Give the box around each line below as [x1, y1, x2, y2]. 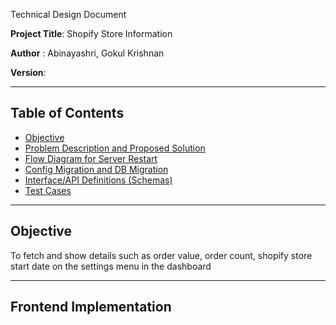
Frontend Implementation [10, 299, 172, 316]
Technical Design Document [10, 9, 127, 20]
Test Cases [24, 184, 72, 196]
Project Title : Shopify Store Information [10, 28, 173, 39]
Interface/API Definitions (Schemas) [24, 174, 173, 186]
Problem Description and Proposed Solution [24, 142, 206, 154]
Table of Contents [10, 105, 125, 122]
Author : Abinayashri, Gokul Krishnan [10, 47, 165, 59]
